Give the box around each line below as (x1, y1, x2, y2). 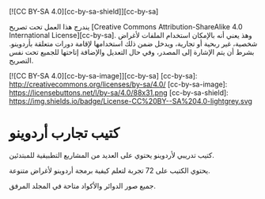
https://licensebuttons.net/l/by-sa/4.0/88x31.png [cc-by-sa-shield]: (9, 88, 229, 98)
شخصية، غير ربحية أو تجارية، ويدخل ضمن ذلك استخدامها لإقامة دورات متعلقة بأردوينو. (9, 39, 258, 48)
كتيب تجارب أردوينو (9, 124, 120, 142)
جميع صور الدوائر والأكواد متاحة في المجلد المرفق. (9, 181, 157, 190)
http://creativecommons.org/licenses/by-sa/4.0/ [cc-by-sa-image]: (9, 79, 228, 89)
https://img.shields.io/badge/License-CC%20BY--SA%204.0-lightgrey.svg (9, 97, 252, 105)
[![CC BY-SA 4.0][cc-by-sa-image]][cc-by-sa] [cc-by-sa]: (9, 71, 198, 80)
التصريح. (9, 55, 34, 65)
